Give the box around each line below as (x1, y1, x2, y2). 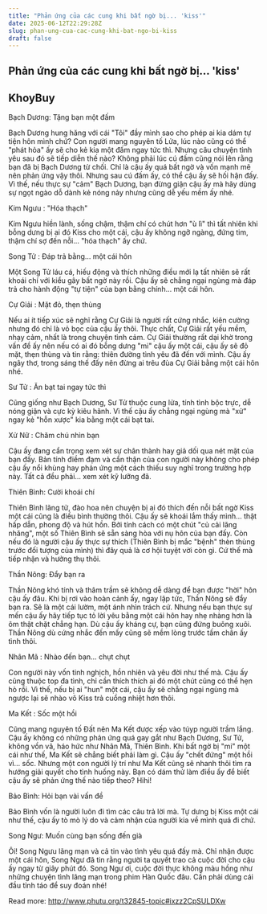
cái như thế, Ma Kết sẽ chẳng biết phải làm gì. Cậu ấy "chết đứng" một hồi (8, 750, 253, 760)
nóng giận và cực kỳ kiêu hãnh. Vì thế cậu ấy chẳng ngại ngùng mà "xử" (8, 407, 247, 416)
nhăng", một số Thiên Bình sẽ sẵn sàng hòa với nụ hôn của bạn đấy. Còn (8, 528, 249, 539)
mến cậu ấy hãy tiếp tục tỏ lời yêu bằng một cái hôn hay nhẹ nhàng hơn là (8, 611, 253, 621)
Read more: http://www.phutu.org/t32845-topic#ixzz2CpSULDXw (8, 896, 226, 906)
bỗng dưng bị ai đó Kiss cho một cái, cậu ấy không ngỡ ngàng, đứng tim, (8, 227, 249, 237)
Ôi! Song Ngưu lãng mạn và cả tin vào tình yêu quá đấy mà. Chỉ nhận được (8, 846, 254, 856)
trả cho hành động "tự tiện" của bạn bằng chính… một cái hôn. (8, 285, 215, 294)
